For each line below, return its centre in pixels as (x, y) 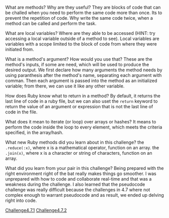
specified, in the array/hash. (34, 133)
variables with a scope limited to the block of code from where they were (81, 44)
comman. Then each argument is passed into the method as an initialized (81, 81)
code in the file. (21, 112)
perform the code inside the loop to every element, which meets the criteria (84, 127)
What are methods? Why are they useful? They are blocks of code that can (83, 7)
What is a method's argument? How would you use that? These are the (79, 59)
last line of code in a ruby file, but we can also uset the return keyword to (81, 101)
